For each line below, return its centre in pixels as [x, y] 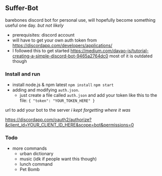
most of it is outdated [131, 56]
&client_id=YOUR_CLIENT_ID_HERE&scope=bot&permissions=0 [70, 125]
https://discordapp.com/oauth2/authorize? [48, 120]
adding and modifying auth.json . [46, 90]
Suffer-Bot [22, 8]
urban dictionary [36, 154]
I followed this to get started [41, 50]
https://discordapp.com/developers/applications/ [62, 45]
